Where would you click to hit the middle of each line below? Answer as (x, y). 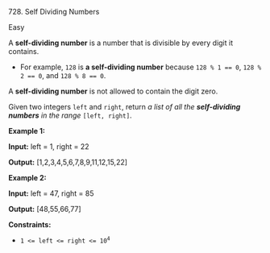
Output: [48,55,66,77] (45, 209)
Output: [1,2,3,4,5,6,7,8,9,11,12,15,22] (68, 162)
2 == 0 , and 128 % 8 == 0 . (63, 75)
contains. (24, 51)
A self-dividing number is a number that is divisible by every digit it (121, 43)
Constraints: (30, 224)
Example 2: (27, 178)
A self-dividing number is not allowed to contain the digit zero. (113, 91)
